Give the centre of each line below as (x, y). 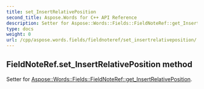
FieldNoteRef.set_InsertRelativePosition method (99, 64)
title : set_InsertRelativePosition (51, 12)
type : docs (20, 29)
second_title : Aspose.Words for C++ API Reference (72, 18)
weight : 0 (19, 35)
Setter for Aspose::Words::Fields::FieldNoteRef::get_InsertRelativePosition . (99, 79)
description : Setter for (38, 23)
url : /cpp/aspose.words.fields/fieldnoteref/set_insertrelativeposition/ (102, 40)
